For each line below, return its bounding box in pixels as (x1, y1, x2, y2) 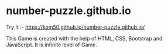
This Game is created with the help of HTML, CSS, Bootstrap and (6, 35, 163, 42)
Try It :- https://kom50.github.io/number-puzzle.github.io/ (6, 23, 145, 31)
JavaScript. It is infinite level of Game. (6, 41, 98, 48)
